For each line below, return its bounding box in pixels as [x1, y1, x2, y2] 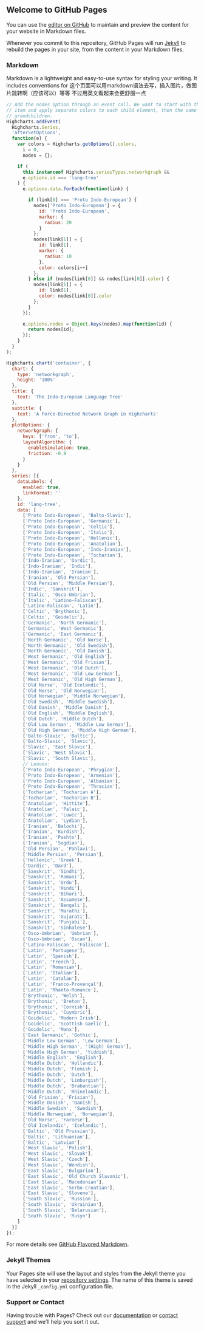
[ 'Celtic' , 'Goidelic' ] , [22, 614, 86, 620]
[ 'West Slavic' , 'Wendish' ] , [22, 1162, 97, 1168]
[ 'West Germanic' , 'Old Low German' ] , [22, 671, 121, 677]
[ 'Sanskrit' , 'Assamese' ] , [22, 896, 91, 903]
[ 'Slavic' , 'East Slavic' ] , [22, 744, 94, 750]
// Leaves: [22, 761, 50, 767]
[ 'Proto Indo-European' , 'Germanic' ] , [22, 518, 121, 524]
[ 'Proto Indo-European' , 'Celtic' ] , [22, 524, 115, 530]
